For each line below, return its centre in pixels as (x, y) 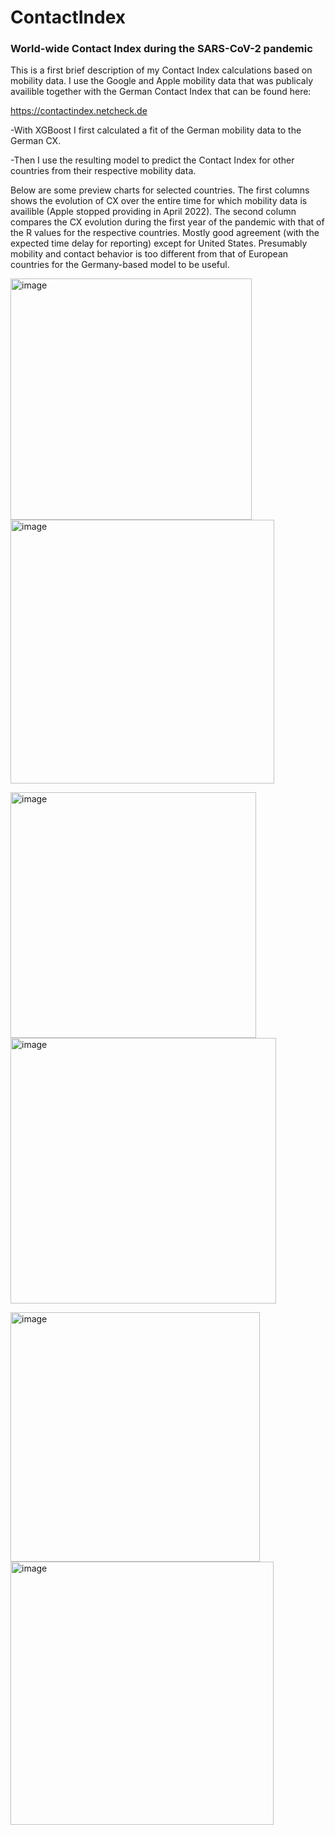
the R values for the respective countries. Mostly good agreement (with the (165, 233)
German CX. (36, 141)
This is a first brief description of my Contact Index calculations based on (161, 70)
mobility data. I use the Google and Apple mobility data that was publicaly (161, 81)
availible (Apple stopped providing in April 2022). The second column (153, 212)
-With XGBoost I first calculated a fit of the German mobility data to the (156, 130)
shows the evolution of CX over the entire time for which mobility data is (159, 201)
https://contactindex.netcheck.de (79, 111)
